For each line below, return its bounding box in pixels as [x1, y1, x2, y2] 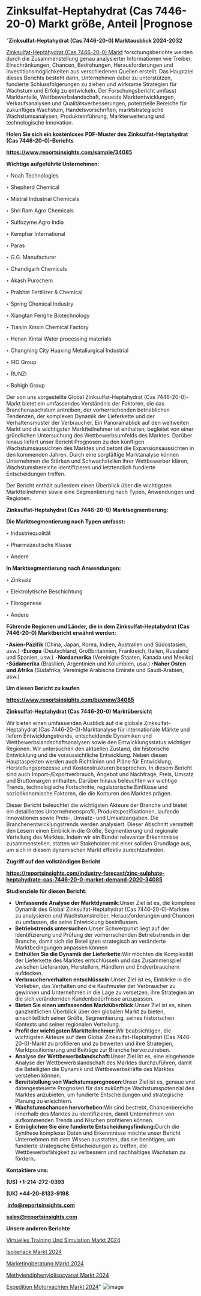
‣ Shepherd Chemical [6, 184, 60, 191]
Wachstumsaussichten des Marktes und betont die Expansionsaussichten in [6, 444, 194, 452]
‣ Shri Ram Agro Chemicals [6, 206, 74, 214]
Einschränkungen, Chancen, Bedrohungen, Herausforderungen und [6, 61, 173, 69]
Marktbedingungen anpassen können [14, 943, 108, 951]
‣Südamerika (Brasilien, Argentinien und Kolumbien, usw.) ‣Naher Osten [6, 660, 187, 667]
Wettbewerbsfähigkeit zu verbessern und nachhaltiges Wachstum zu [14, 1148, 186, 1156]
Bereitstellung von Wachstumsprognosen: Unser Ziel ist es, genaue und [14, 1078, 195, 1085]
